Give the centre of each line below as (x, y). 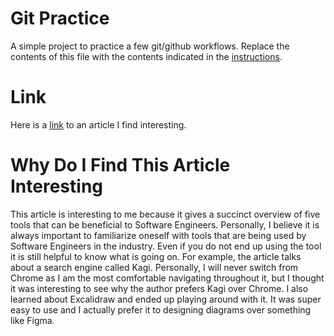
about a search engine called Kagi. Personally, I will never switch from (154, 267)
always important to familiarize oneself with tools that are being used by (158, 235)
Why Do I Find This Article (120, 165)
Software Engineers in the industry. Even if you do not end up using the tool (166, 246)
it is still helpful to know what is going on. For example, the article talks (156, 256)
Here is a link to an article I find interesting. (98, 124)
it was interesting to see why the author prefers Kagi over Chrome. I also (159, 288)
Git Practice (60, 18)
